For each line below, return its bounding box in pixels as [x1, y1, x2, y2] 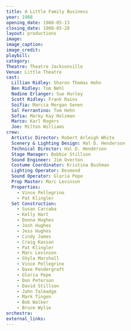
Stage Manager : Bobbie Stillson [11, 151, 91, 157]
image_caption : [6, 42, 44, 48]
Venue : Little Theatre [6, 69, 62, 75]
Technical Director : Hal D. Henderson [11, 146, 107, 152]
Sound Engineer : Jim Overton [11, 157, 83, 163]
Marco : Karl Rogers [11, 119, 60, 124]
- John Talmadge [17, 289, 57, 294]
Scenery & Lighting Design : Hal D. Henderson [11, 140, 126, 146]
